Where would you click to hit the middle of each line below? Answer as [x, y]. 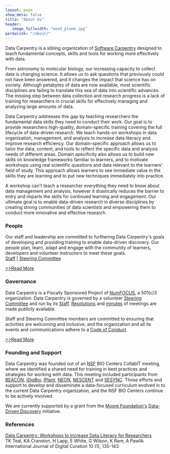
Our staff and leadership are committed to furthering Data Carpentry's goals [85, 237]
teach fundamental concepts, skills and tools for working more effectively [82, 53]
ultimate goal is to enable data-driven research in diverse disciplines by [80, 202]
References [20, 424]
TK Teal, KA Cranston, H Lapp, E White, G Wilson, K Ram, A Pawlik [75, 441]
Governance [21, 282]
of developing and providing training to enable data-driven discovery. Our [82, 243]
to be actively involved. [29, 396]
